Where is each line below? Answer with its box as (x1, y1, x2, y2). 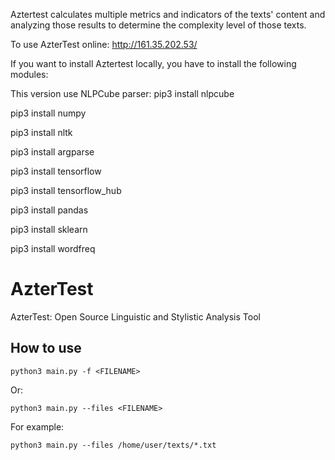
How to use (10, 340, 82, 357)
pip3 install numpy (10, 107, 87, 119)
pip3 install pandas (10, 204, 89, 216)
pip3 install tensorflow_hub (10, 185, 122, 196)
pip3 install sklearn (10, 224, 88, 235)
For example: (10, 420, 65, 433)
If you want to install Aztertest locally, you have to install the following (10, 58, 297, 69)
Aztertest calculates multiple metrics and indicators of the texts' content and (10, 9, 326, 20)
